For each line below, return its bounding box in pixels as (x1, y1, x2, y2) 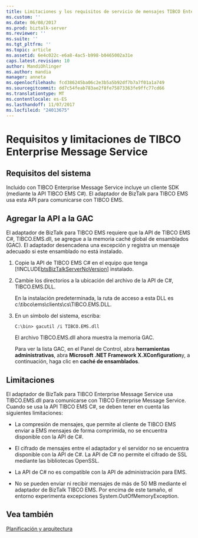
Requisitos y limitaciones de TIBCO (6, 132, 181, 146)
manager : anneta (6, 74, 46, 80)
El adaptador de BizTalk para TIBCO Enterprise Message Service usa (6, 391, 173, 397)
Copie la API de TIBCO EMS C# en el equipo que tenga (14, 260, 148, 267)
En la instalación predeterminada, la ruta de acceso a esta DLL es (14, 295, 174, 302)
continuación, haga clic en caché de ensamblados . (14, 358, 140, 365)
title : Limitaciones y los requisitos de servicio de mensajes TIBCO (6, 8, 181, 15)
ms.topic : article (6, 47, 51, 53)
